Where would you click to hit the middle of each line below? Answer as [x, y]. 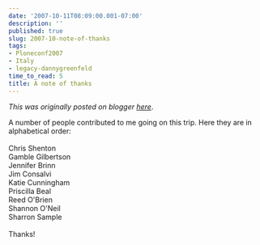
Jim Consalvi [30, 174]
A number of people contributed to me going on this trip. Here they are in [130, 122]
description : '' [36, 23]
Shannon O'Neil [34, 208]
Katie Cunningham [39, 182]
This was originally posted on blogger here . [81, 107]
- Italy [21, 61]
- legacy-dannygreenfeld [50, 69]
